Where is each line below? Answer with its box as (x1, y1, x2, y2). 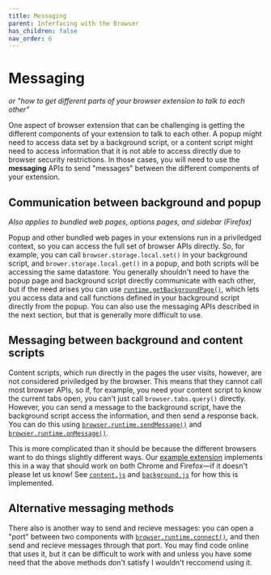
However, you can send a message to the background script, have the (8, 402, 242, 411)
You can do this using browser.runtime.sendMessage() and (8, 419, 202, 429)
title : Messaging (8, 11, 67, 20)
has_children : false (8, 27, 78, 35)
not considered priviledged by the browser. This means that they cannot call (8, 376, 263, 385)
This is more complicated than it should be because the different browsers (8, 443, 256, 454)
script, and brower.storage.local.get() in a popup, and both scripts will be (8, 258, 260, 268)
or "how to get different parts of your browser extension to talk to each (8, 96, 245, 106)
